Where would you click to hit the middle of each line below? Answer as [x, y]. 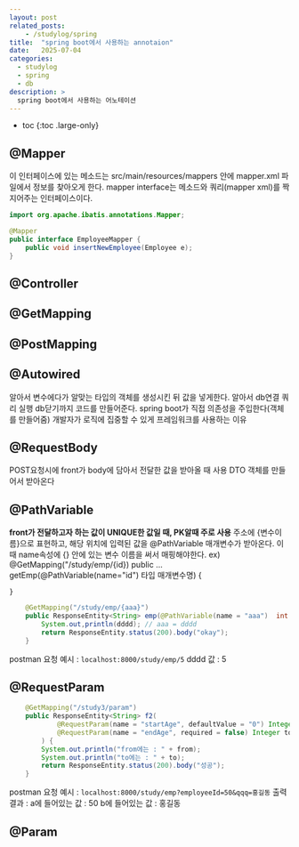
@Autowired [45, 375]
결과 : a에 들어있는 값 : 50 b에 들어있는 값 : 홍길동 [95, 803]
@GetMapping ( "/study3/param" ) [81, 708]
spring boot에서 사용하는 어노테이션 [77, 100]
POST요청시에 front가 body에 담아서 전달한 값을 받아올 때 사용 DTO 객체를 [139, 470]
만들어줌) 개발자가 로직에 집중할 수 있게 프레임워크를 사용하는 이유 [133, 419]
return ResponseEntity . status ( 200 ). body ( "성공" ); [133, 766]
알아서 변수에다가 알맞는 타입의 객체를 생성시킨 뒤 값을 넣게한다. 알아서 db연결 [145, 397]
